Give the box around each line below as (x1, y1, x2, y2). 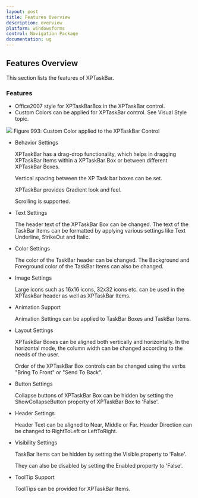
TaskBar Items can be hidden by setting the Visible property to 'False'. (14, 450, 187, 458)
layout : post (6, 8, 39, 15)
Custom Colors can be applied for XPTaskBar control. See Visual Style (14, 109, 187, 116)
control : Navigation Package (6, 31, 78, 37)
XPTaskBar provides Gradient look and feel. (14, 186, 122, 193)
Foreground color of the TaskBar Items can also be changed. (14, 263, 164, 270)
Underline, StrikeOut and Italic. (14, 233, 90, 241)
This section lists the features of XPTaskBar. (6, 74, 114, 81)
